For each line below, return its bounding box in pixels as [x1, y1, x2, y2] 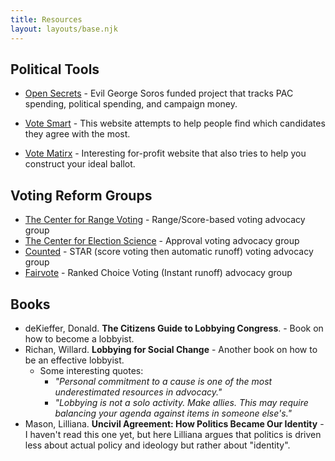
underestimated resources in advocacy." [54, 386, 223, 398]
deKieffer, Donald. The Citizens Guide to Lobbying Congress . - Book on [24, 322, 324, 334]
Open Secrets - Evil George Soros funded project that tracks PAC [24, 87, 294, 100]
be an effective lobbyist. [24, 354, 125, 366]
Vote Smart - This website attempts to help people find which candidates [24, 117, 326, 130]
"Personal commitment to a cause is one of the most [54, 375, 273, 387]
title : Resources [10, 14, 83, 25]
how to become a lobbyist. [24, 332, 135, 345]
